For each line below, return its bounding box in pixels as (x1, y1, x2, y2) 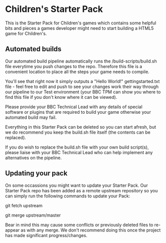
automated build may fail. (5, 114, 57, 120)
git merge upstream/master (5, 212, 61, 218)
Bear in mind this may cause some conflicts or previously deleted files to (5, 222, 154, 228)
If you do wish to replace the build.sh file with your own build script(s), (5, 144, 149, 150)
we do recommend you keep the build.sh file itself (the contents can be (5, 129, 151, 135)
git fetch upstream (5, 202, 43, 208)
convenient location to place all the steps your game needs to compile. (5, 69, 150, 75)
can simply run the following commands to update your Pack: (5, 193, 130, 199)
